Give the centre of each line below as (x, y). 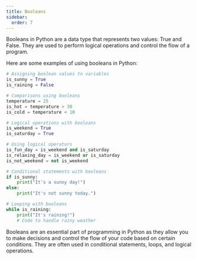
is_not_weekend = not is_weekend (47, 161)
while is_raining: (29, 209)
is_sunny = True (26, 80)
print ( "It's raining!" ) (46, 215)
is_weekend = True (29, 128)
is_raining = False (30, 85)
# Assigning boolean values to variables (58, 74)
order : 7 (22, 22)
